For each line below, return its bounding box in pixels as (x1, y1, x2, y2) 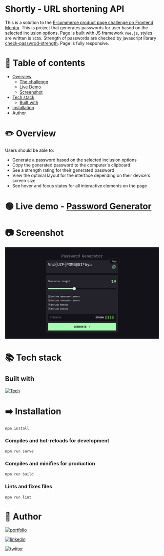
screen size (12, 177, 36, 184)
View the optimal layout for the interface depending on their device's (12, 172, 150, 178)
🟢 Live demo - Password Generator (5, 201, 152, 212)
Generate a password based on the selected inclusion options (12, 157, 137, 163)
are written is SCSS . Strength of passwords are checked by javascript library (5, 35, 157, 41)
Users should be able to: (5, 147, 55, 153)
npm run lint (5, 494, 32, 500)
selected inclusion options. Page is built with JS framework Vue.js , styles (5, 30, 153, 36)
